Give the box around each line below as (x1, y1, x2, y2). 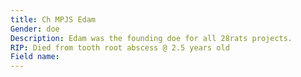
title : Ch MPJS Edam (10, 14, 97, 25)
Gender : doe (10, 24, 60, 34)
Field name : (10, 52, 60, 62)
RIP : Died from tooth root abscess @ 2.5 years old (10, 42, 230, 53)
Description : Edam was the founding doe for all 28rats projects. (10, 33, 293, 43)
